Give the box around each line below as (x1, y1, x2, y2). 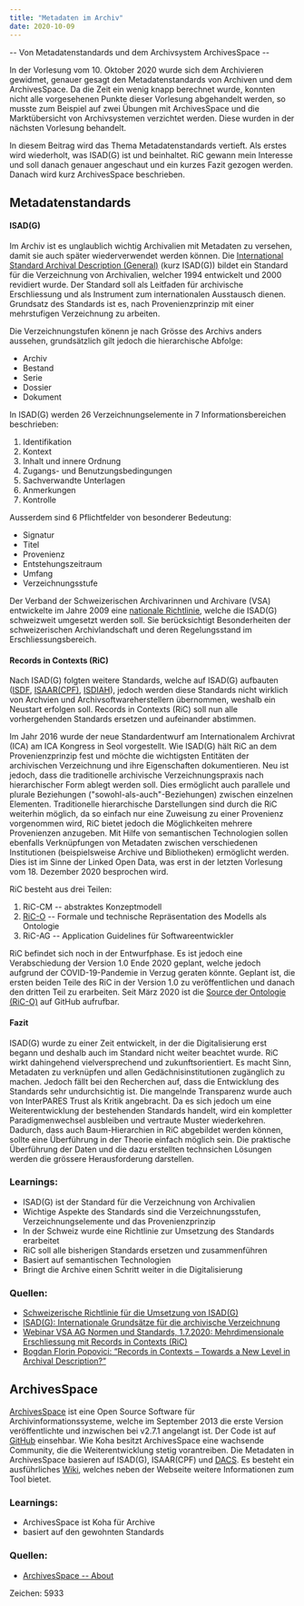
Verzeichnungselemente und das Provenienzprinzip (22, 1215, 216, 1226)
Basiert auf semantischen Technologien (22, 1254, 172, 1265)
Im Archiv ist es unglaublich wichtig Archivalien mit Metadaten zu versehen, (9, 241, 292, 252)
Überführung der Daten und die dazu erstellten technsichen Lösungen (9, 1144, 272, 1155)
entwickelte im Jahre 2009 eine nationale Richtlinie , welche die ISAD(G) (9, 605, 278, 616)
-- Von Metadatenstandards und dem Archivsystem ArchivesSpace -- (9, 46, 270, 57)
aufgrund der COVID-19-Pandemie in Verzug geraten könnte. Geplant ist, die (9, 967, 296, 978)
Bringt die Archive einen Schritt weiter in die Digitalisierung (22, 1264, 243, 1274)
